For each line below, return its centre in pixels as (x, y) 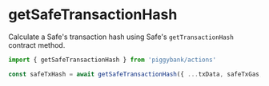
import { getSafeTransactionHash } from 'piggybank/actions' (112, 60)
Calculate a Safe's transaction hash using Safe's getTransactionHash (121, 37)
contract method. (37, 45)
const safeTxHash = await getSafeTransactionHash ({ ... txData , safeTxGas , (136, 74)
